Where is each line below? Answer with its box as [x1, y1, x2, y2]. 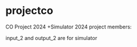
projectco [5, 4, 53, 17]
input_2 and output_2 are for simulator [5, 34, 98, 41]
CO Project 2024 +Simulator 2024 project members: [5, 23, 132, 30]
